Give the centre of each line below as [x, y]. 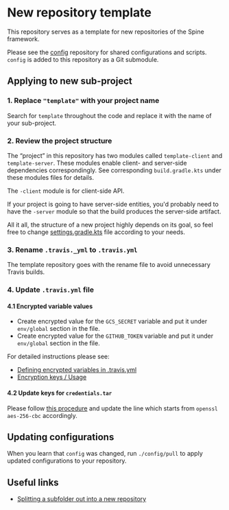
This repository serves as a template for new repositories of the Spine [106, 32]
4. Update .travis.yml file [51, 290]
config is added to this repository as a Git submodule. [83, 59]
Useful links [33, 482]
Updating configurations [61, 437]
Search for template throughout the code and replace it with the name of [109, 115]
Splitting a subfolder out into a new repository [82, 499]
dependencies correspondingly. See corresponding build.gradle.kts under [114, 170]
